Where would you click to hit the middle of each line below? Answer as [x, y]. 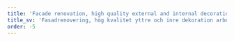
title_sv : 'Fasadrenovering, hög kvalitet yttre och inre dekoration [110, 20]
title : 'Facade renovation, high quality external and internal [102, 14]
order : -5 [22, 26]
